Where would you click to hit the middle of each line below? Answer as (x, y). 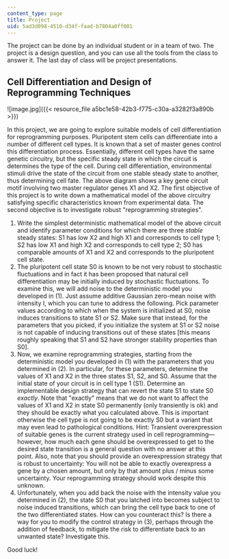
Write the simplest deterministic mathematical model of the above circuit (119, 223)
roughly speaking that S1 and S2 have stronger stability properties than (117, 340)
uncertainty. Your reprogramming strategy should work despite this (111, 478)
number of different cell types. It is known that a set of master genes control (114, 144)
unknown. (31, 486)
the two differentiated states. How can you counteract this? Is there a (114, 514)
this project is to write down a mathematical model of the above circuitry (109, 195)
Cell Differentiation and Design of (79, 82)
